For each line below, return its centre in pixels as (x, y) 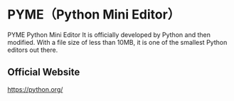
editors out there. (33, 50)
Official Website (44, 72)
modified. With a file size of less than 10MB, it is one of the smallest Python (117, 42)
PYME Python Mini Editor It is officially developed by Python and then (109, 34)
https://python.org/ (35, 89)
